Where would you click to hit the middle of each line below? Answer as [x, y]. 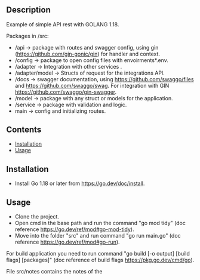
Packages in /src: [27, 36]
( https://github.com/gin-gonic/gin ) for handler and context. [87, 54]
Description [28, 10]
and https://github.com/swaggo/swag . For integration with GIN [92, 85]
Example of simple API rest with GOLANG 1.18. [63, 24]
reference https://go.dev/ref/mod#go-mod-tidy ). [74, 229]
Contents [24, 130]
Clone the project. [37, 217]
